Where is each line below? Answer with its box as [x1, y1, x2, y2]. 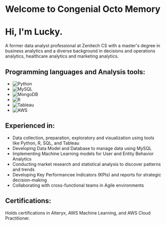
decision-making [12, 177, 47, 183]
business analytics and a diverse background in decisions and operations [5, 48, 156, 54]
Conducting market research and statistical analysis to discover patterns [12, 161, 161, 167]
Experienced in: [5, 122, 55, 130]
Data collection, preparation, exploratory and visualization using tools [12, 135, 155, 141]
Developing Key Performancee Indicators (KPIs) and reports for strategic [12, 171, 162, 177]
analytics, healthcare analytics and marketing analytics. [5, 53, 119, 59]
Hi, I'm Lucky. [5, 26, 63, 38]
